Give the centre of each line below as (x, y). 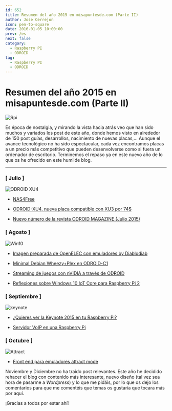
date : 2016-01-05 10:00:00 (34, 29)
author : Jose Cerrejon (29, 19)
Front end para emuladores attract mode (55, 362)
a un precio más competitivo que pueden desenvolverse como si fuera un (83, 149)
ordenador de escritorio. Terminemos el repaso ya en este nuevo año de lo (84, 155)
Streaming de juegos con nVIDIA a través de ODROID (69, 273)
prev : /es (16, 34)
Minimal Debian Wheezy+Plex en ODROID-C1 (60, 263)
